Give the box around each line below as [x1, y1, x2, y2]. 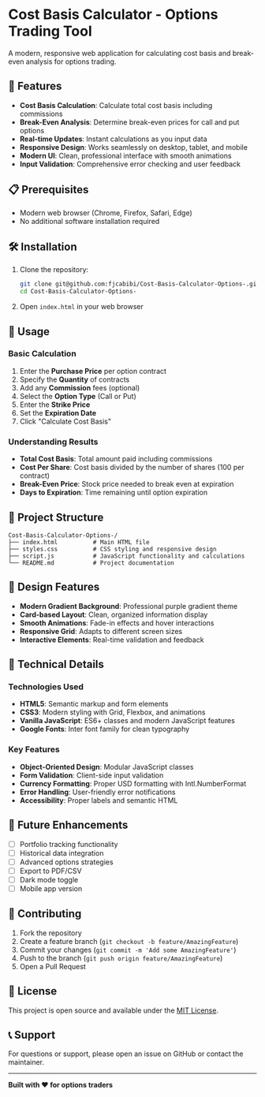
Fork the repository [19, 928, 83, 938]
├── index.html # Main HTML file [8, 538, 150, 546]
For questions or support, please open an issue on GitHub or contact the [8, 1049, 244, 1058]
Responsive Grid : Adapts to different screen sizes [19, 626, 183, 636]
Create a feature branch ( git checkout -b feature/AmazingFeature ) [19, 936, 239, 946]
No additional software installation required [19, 216, 160, 226]
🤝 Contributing [8, 907, 82, 920]
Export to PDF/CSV [19, 866, 82, 875]
